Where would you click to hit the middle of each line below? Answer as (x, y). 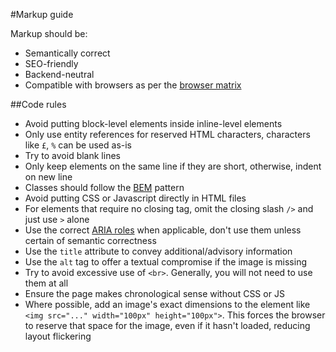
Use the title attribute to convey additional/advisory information (158, 251)
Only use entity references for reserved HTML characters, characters (167, 134)
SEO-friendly (51, 63)
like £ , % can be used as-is (78, 145)
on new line (48, 177)
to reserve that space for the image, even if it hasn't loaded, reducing (167, 325)
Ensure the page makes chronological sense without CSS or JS (154, 293)
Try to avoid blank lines (72, 155)
